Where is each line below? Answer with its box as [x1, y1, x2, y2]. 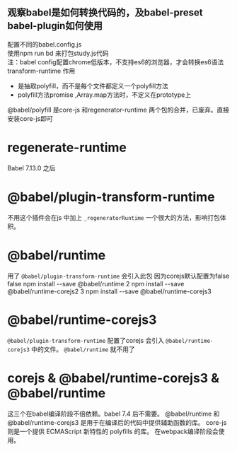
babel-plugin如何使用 [7, 20, 103, 32]
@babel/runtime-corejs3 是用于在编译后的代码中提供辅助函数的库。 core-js [7, 418, 227, 426]
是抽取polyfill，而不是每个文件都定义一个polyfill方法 [17, 81, 168, 90]
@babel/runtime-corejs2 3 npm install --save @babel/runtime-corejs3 [7, 287, 212, 295]
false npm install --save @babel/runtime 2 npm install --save [7, 279, 185, 288]
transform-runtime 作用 [7, 66, 76, 75]
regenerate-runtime [7, 140, 127, 156]
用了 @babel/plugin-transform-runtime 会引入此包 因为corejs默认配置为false [7, 271, 230, 280]
